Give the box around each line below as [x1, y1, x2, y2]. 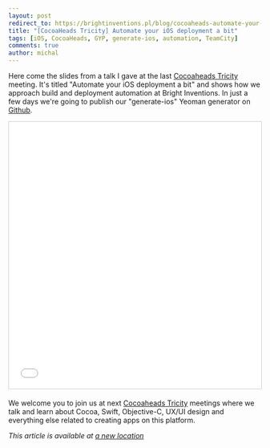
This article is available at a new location [8, 431, 144, 440]
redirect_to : [8, 19, 52, 27]
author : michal [8, 49, 59, 57]
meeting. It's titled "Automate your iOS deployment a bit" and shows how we [8, 79, 260, 89]
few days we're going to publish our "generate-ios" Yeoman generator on [8, 97, 251, 106]
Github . [8, 105, 33, 115]
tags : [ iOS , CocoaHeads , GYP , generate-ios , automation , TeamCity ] [8, 34, 239, 43]
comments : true [8, 42, 59, 50]
